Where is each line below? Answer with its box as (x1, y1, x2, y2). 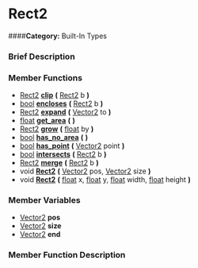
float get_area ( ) (19, 116, 75, 126)
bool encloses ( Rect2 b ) (19, 99, 104, 108)
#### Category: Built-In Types (8, 31, 107, 41)
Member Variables (8, 195, 81, 206)
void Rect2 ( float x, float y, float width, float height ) (19, 175, 192, 184)
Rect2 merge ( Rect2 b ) (19, 158, 99, 168)
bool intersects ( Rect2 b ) (19, 150, 107, 159)
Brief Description (8, 51, 75, 62)
